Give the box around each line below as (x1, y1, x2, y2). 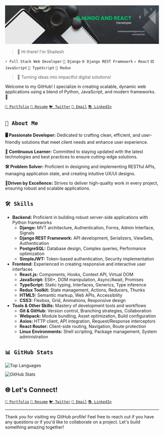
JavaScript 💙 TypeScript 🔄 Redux (5, 65, 71, 70)
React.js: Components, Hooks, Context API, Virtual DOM (19, 271, 134, 277)
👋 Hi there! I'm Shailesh (17, 49, 64, 54)
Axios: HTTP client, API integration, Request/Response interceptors (19, 318, 156, 324)
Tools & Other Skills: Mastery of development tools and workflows (12, 303, 146, 308)
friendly (5, 139, 21, 145)
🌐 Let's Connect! (5, 386, 58, 394)
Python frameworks (12, 219, 52, 225)
